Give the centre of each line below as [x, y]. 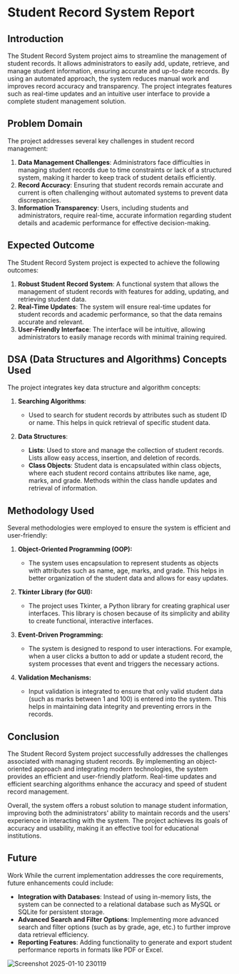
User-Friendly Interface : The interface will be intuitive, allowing [111, 329]
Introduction [36, 39]
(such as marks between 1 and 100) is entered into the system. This [127, 699]
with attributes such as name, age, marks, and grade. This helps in [126, 570]
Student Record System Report [101, 12]
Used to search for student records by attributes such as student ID [127, 415]
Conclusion [34, 736]
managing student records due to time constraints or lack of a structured [124, 170]
